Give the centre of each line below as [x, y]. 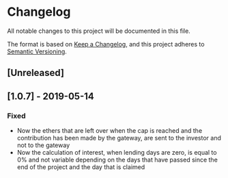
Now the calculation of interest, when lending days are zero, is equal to [117, 153]
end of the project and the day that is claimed [81, 167]
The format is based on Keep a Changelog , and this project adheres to [106, 44]
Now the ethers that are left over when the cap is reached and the [110, 131]
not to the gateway [43, 145]
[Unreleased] [36, 73]
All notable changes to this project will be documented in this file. [99, 31]
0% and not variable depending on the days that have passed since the [117, 160]
